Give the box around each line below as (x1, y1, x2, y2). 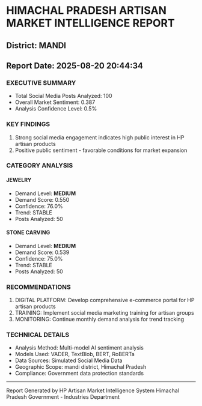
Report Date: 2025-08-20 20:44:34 (6, 61, 143, 71)
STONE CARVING (6, 229, 50, 236)
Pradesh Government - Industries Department (6, 393, 120, 401)
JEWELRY (6, 177, 32, 184)
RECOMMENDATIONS (6, 283, 71, 291)
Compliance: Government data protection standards (14, 370, 144, 377)
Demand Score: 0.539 (14, 249, 70, 256)
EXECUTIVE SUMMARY (6, 79, 76, 87)
